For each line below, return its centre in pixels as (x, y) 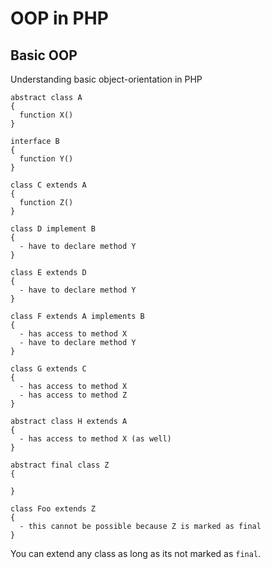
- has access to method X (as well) (95, 439)
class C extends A (48, 185)
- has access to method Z (73, 395)
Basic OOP (44, 55)
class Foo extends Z (53, 509)
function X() (46, 115)
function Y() (46, 159)
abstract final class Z (60, 465)
